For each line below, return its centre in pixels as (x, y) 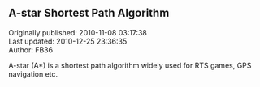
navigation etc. (33, 74)
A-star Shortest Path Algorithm (89, 13)
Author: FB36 (31, 50)
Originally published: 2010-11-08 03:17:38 (78, 32)
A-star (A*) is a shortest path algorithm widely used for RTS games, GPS (130, 65)
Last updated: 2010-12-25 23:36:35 (68, 41)
